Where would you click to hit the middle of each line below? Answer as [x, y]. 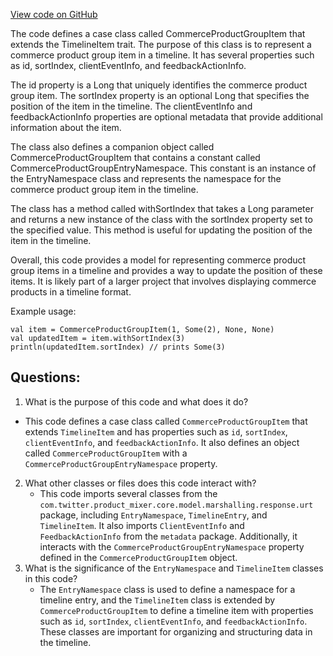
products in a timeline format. [71, 292]
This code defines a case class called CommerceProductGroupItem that [166, 421]
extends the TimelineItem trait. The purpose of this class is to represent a [161, 44]
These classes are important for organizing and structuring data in [176, 631]
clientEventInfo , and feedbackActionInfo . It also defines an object [162, 442]
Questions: [45, 377]
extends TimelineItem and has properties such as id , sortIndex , [156, 431]
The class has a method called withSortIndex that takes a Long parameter [162, 208]
